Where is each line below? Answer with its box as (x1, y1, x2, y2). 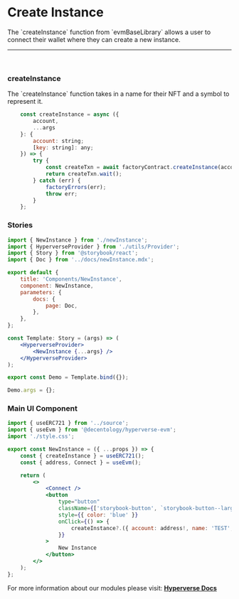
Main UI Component (7, 404, 78, 414)
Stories (7, 220, 33, 230)
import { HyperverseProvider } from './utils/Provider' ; (7, 243, 180, 250)
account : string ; (33, 137, 84, 144)
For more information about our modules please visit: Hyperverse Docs (7, 583, 217, 592)
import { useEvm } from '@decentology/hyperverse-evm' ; (7, 426, 176, 433)
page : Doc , (45, 302, 78, 309)
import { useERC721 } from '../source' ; (7, 420, 129, 427)
